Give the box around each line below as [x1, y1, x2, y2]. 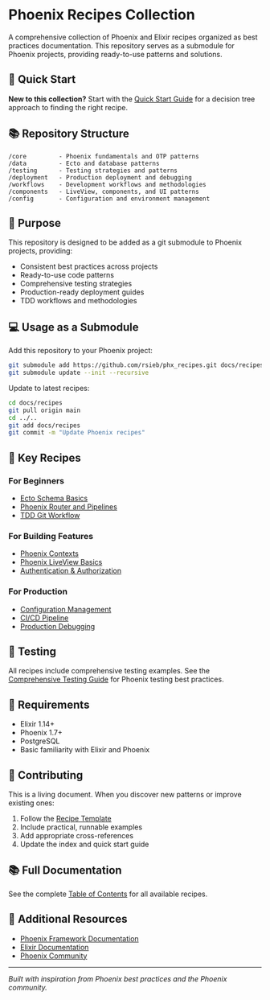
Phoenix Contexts [19, 549, 79, 558]
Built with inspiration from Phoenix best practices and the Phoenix [8, 973, 227, 983]
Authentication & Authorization [19, 566, 122, 576]
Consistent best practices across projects [19, 261, 158, 271]
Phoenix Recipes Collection [8, 6, 195, 24]
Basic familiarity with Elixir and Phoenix [19, 745, 150, 755]
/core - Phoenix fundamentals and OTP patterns [8, 152, 199, 160]
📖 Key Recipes [8, 451, 82, 464]
